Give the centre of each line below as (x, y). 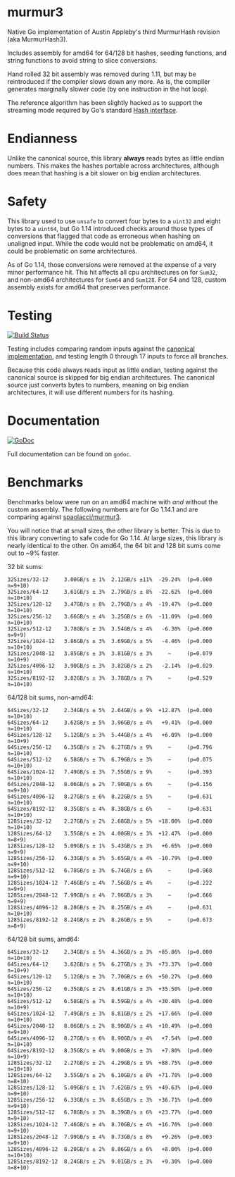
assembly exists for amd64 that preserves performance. (89, 287)
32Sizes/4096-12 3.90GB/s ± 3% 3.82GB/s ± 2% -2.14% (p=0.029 (110, 666)
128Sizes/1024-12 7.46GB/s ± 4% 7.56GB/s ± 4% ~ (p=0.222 (110, 883)
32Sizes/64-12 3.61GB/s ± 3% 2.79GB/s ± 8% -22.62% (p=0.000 (110, 592)
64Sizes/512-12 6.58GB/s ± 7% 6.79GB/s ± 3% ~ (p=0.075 (110, 759)
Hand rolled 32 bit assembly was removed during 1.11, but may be (102, 74)
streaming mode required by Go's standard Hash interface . (93, 110)
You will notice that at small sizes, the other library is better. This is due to (114, 530)
